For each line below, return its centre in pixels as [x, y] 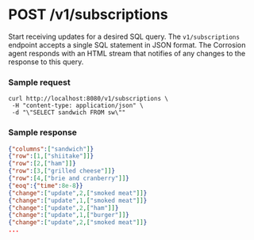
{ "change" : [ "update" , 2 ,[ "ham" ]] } [63, 208]
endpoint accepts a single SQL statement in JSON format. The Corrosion [127, 44]
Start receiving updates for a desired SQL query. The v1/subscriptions [124, 36]
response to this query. [46, 62]
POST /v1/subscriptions [88, 15]
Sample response [43, 132]
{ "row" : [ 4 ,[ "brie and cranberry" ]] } [69, 179]
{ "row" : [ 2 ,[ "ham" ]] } [42, 164]
